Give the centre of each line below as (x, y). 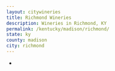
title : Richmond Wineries (39, 18)
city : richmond (25, 46)
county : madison (27, 40)
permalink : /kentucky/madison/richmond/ (58, 29)
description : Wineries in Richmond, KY (57, 23)
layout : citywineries (34, 12)
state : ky (19, 35)
